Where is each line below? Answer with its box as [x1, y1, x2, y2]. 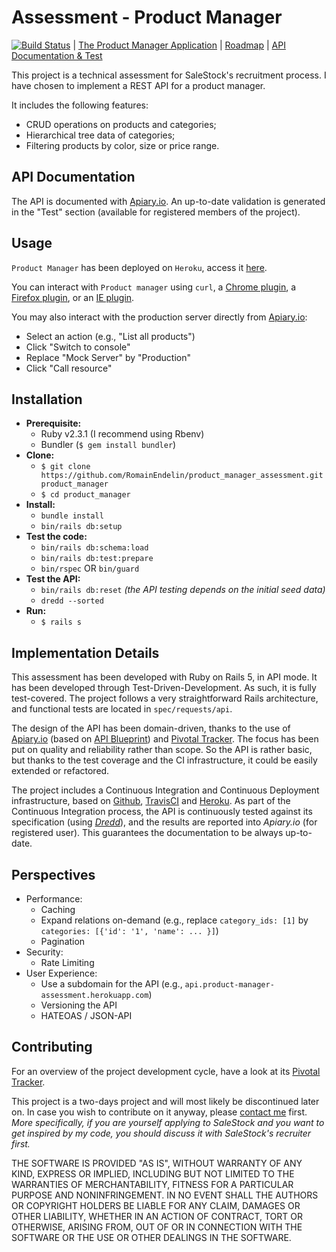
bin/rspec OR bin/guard [40, 562, 140, 575]
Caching [40, 904, 76, 915]
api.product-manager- [184, 980, 275, 990]
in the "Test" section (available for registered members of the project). [11, 206, 301, 218]
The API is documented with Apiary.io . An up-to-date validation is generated [11, 195, 326, 207]
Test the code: [25, 531, 88, 543]
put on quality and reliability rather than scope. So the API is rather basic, [11, 744, 313, 756]
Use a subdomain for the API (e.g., [40, 978, 183, 990]
